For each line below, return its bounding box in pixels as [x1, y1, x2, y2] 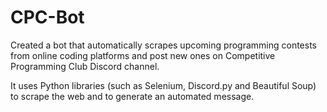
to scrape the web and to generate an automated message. [10, 90, 255, 102]
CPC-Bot [10, 6, 85, 29]
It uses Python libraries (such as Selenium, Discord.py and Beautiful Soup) [10, 79, 317, 91]
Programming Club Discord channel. [10, 60, 160, 72]
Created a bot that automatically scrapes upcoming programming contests [10, 39, 317, 51]
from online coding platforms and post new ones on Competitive [10, 49, 276, 61]
